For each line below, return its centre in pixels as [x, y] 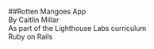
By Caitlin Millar [34, 20]
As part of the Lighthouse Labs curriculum [77, 28]
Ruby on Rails [31, 36]
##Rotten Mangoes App [47, 11]
